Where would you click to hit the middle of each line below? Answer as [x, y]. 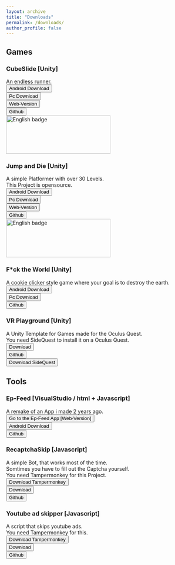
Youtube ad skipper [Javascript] [53, 513]
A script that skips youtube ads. [45, 526]
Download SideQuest [32, 362]
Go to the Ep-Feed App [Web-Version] [50, 418]
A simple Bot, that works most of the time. [57, 462]
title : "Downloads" [30, 17]
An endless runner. [29, 81]
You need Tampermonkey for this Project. [56, 475]
